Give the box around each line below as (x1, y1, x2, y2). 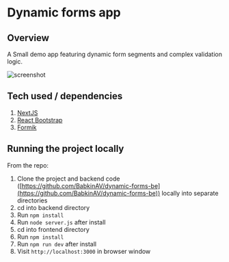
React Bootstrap (16, 116, 63, 124)
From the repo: (7, 161, 49, 169)
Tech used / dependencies (7, 90, 123, 102)
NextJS (16, 108, 38, 117)
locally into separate (161, 189, 219, 197)
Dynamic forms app (7, 5, 121, 21)
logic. (7, 57, 23, 66)
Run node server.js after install (16, 218, 106, 226)
